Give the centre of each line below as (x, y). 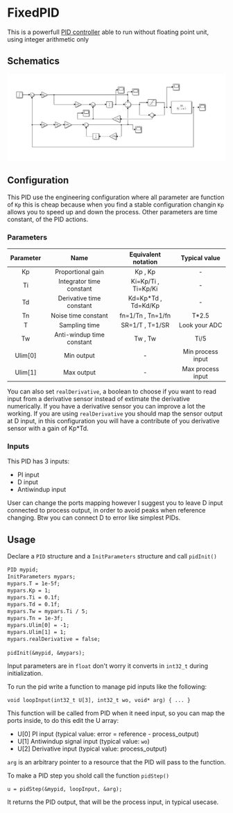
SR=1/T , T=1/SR (145, 325)
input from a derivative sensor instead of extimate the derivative (99, 399)
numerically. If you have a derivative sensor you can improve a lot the (106, 407)
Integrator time (79, 282)
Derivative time (79, 298)
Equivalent (145, 254)
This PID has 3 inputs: (38, 461)
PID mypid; (23, 570)
